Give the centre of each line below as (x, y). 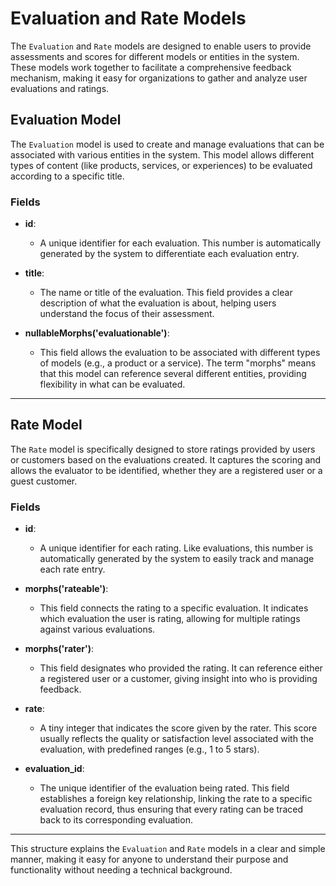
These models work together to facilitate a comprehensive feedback (151, 67)
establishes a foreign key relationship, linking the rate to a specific (176, 799)
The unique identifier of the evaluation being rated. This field (164, 788)
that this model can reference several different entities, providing (173, 374)
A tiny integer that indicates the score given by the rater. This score (178, 728)
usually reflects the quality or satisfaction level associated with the (176, 739)
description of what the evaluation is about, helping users (158, 303)
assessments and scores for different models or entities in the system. (155, 56)
